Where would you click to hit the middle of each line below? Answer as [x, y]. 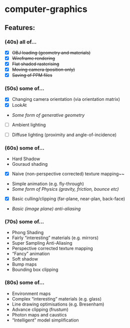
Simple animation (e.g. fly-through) [48, 184]
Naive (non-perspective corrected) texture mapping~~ [68, 174]
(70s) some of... [24, 222]
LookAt [19, 105]
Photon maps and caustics [39, 315]
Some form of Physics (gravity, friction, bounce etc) [65, 189]
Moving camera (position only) [43, 70]
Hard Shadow [26, 159]
